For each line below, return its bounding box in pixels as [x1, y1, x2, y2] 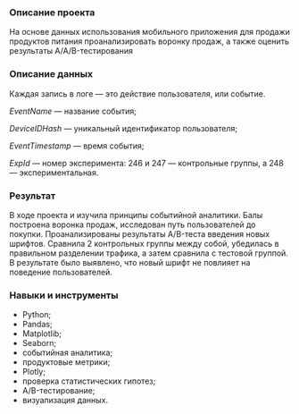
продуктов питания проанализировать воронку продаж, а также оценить [9, 36, 290, 46]
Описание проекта [9, 6, 96, 19]
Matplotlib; [21, 328, 62, 339]
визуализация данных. [21, 395, 109, 406]
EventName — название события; [9, 106, 137, 116]
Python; [21, 309, 52, 320]
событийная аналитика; [21, 347, 113, 359]
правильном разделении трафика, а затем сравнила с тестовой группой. [9, 248, 288, 258]
